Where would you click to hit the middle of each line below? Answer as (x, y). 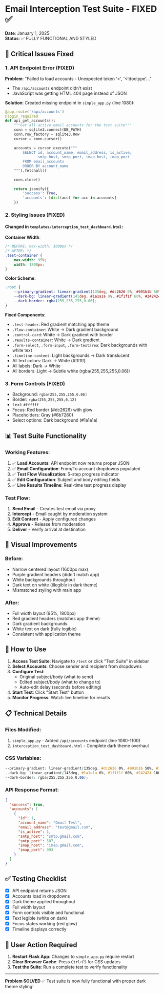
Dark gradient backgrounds (40, 624)
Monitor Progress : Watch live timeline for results (61, 697)
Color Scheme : (20, 278)
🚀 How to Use (26, 650)
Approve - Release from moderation (49, 524)
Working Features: (28, 453)
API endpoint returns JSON (39, 890)
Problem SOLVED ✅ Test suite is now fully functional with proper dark (75, 981)
